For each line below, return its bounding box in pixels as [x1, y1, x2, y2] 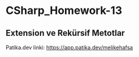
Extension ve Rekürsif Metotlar [5, 28, 125, 38]
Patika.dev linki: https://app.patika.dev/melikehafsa [5, 44, 133, 51]
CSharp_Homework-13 [5, 4, 123, 18]
